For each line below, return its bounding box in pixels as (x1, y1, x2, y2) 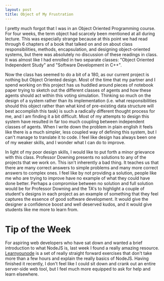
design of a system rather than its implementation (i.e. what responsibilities (5, 97, 157, 103)
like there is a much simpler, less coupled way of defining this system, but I (5, 129, 157, 135)
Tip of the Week (5, 223, 71, 235)
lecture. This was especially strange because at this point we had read (5, 35, 148, 42)
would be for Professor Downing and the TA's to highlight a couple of (5, 186, 145, 191)
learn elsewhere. (5, 271, 39, 277)
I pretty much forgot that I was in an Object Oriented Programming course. (5, 25, 156, 31)
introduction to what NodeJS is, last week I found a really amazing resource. (5, 245, 160, 251)
